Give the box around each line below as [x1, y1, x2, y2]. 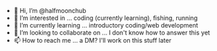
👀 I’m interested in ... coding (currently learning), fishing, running [13, 14, 198, 22]
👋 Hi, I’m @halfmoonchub [13, 7, 86, 14]
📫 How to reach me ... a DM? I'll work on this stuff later [13, 37, 171, 44]
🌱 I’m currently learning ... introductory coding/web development [13, 21, 198, 29]
